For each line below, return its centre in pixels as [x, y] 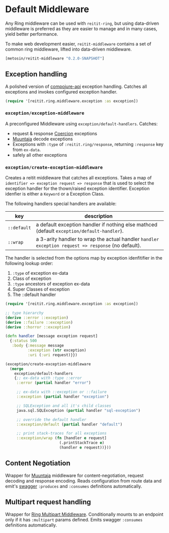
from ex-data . [27, 150]
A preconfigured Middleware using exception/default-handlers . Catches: [81, 124]
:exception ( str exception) [57, 350]
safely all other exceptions [40, 155]
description [99, 216]
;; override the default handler [51, 420]
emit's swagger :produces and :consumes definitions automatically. [74, 486]
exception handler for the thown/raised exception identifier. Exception [77, 188]
